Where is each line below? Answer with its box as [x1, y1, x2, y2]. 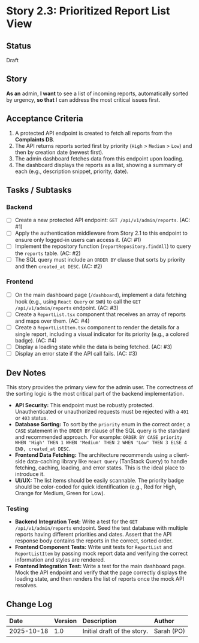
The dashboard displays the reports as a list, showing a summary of [14, 161, 183, 168]
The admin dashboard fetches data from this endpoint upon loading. [14, 154, 184, 162]
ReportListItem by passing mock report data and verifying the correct [14, 550, 188, 557]
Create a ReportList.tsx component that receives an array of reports [14, 310, 186, 318]
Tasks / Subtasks [6, 185, 72, 195]
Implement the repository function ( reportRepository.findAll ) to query [14, 242, 191, 250]
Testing [6, 504, 29, 512]
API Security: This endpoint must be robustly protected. [14, 401, 154, 408]
